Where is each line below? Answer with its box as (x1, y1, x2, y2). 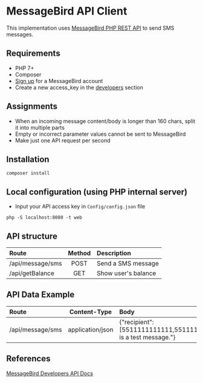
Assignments (6, 101, 58, 112)
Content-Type (69, 307, 112, 316)
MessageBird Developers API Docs (6, 370, 94, 377)
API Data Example (6, 290, 75, 300)
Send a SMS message (96, 259, 159, 267)
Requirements (6, 48, 60, 59)
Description (96, 249, 131, 257)
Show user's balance (96, 269, 156, 277)
